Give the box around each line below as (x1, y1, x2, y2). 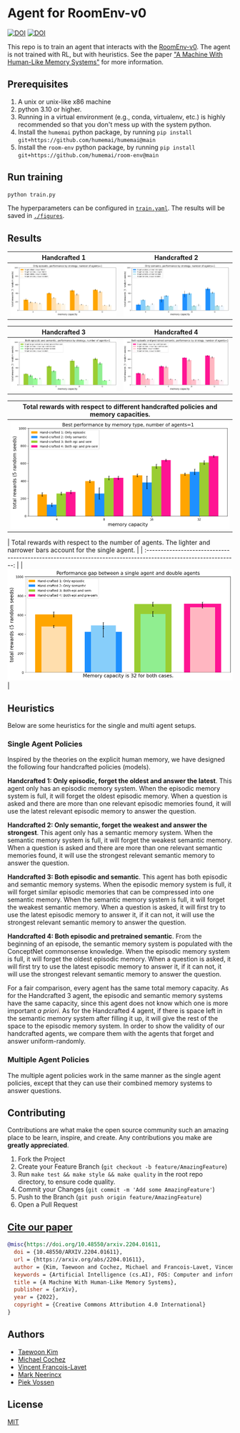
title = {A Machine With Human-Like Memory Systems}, (14, 1279, 177, 1286)
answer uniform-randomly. (7, 1037, 86, 1046)
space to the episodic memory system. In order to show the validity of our (7, 1022, 225, 1030)
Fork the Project (17, 1155, 66, 1164)
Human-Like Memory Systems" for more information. (7, 57, 164, 66)
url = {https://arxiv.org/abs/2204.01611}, (14, 1256, 145, 1263)
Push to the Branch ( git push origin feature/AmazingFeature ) (17, 1193, 202, 1202)
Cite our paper (7, 1221, 73, 1233)
